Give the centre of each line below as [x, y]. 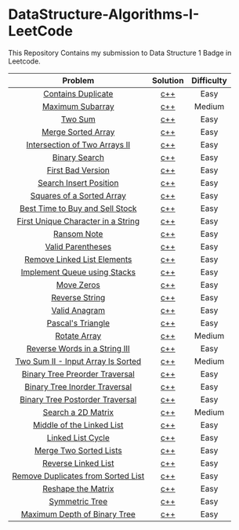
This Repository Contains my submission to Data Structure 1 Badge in [120, 53]
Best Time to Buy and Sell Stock [78, 208]
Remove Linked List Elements [78, 259]
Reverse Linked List [78, 463]
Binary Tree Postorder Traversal [78, 399]
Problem [78, 80]
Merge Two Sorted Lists [78, 450]
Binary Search [78, 157]
